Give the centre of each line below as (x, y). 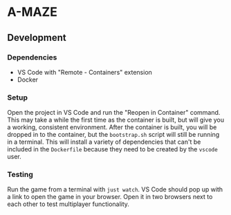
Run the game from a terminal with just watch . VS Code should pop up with (115, 189)
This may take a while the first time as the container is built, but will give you (116, 120)
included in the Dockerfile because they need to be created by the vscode (112, 149)
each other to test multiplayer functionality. (68, 204)
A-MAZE (32, 12)
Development (37, 38)
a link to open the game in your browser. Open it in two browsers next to (110, 197)
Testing (20, 175)
